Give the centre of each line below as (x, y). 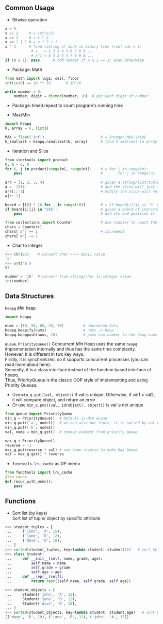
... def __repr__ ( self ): (34, 577)
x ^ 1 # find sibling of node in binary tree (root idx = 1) (73, 47)
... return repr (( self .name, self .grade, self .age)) (68, 581)
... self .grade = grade (38, 568)
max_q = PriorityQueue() (30, 441)
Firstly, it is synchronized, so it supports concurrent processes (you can (77, 360)
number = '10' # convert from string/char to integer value (68, 277)
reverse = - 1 (18, 445)
